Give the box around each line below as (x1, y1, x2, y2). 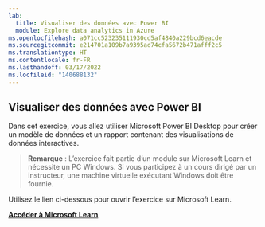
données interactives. (8, 139, 80, 148)
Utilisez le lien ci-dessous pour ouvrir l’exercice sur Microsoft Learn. (8, 194, 232, 204)
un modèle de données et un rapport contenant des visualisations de (8, 130, 234, 139)
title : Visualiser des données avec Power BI (15, 19, 170, 27)
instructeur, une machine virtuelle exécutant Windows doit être (27, 170, 234, 180)
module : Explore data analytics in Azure (15, 26, 155, 34)
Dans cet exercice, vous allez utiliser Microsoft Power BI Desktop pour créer (8, 121, 258, 131)
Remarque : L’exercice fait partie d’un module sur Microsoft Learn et (27, 154, 252, 163)
